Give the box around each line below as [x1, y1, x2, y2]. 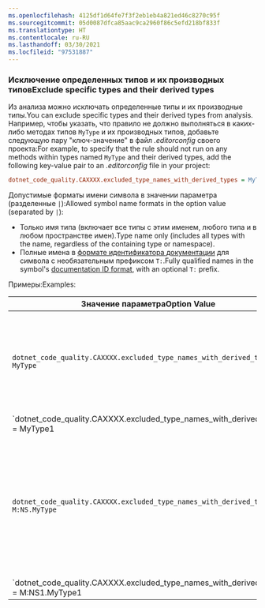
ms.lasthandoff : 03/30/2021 [8, 41, 101, 49]
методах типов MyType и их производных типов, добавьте [26, 127, 219, 137]
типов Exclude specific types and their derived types [8, 84, 215, 95]
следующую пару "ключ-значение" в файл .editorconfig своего [8, 136, 221, 145]
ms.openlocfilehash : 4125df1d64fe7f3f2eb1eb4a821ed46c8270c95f [8, 11, 221, 20]
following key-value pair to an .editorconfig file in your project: [8, 161, 211, 171]
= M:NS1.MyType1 [12, 587, 83, 599]
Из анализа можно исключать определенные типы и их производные [8, 102, 243, 111]
